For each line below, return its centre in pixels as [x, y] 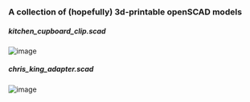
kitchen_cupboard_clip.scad [57, 31]
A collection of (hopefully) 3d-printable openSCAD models [125, 12]
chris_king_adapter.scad [51, 69]
